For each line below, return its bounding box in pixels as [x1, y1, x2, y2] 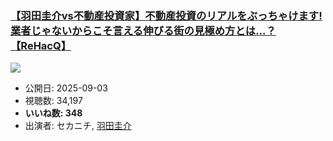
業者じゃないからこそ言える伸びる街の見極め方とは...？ [10, 23, 277, 37]
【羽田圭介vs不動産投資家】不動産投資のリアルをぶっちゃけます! [10, 8, 323, 22]
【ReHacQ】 [10, 38, 72, 52]
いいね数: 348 [24, 107, 83, 119]
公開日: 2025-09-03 [24, 82, 108, 94]
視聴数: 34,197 [24, 95, 83, 107]
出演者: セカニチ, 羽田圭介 [24, 120, 132, 132]
